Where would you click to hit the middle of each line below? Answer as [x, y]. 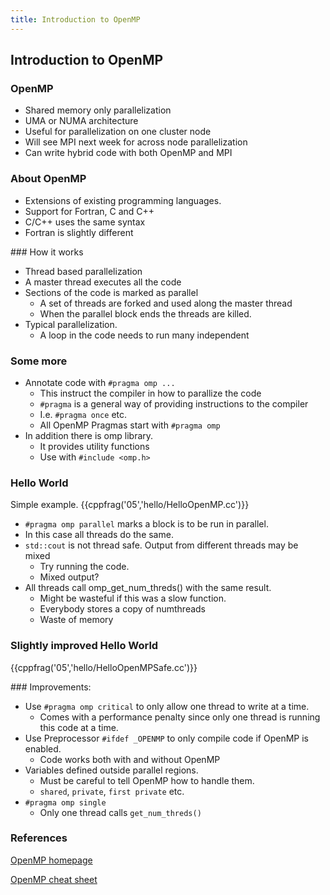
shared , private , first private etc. [112, 791]
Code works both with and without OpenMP [130, 759]
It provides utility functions [94, 446]
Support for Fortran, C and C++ [89, 211]
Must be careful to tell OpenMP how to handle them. [147, 780]
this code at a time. [79, 727]
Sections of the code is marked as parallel [111, 292]
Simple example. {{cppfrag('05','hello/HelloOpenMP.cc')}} [130, 505]
